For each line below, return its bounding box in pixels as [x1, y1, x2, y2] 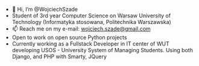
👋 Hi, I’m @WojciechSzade [11, 6, 78, 13]
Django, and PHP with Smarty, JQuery [11, 53, 107, 60]
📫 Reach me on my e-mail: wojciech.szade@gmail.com [11, 25, 151, 32]
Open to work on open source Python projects [11, 34, 127, 41]
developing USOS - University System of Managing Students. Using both [11, 47, 193, 53]
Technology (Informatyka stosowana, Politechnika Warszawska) [11, 19, 172, 25]
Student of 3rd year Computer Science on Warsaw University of [11, 12, 171, 19]
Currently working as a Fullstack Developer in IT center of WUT [11, 40, 170, 47]
